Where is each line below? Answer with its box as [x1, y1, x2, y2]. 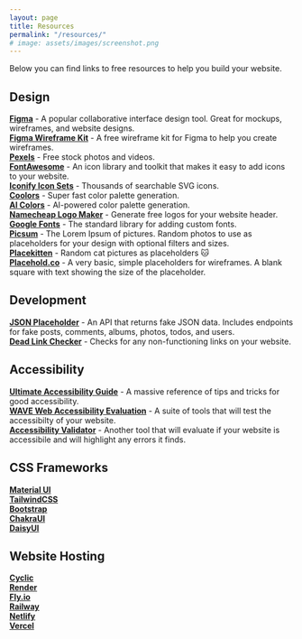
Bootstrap [9, 503, 48, 514]
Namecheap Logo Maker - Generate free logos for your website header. [9, 209, 279, 220]
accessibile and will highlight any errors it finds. [9, 434, 187, 445]
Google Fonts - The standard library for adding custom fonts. [9, 218, 237, 230]
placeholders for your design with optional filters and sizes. [9, 238, 230, 249]
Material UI [9, 484, 51, 495]
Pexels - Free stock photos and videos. [9, 152, 156, 162]
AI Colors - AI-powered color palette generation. [9, 199, 191, 210]
